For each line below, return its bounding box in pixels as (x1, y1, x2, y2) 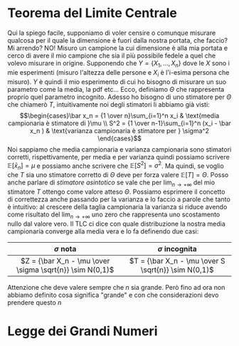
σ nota (54, 243, 77, 253)
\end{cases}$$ (97, 134, 142, 142)
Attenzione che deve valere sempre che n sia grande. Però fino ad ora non (7, 283, 225, 291)
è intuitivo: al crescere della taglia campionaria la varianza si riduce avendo (7, 202, 228, 211)
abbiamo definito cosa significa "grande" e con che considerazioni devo (7, 290, 219, 299)
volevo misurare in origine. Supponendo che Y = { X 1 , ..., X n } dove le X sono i (7, 58, 230, 69)
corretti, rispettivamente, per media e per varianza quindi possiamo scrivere (7, 152, 230, 161)
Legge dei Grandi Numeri (7, 323, 158, 339)
